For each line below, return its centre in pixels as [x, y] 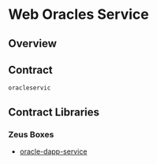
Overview [33, 44]
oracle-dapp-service [53, 151]
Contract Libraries [54, 112]
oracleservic [30, 88]
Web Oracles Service [78, 15]
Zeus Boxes [31, 134]
